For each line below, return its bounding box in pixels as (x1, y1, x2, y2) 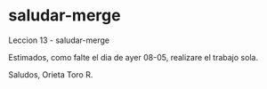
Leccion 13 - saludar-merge (8, 35, 110, 45)
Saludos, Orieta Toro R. (8, 69, 93, 80)
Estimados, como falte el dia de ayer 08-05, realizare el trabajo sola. (8, 52, 259, 62)
